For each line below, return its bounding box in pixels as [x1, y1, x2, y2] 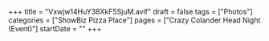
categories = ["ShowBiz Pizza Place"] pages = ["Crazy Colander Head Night [8, 15, 261, 25]
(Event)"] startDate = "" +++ [8, 24, 102, 33]
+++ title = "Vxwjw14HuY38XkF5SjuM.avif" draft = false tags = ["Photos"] [8, 7, 253, 16]
